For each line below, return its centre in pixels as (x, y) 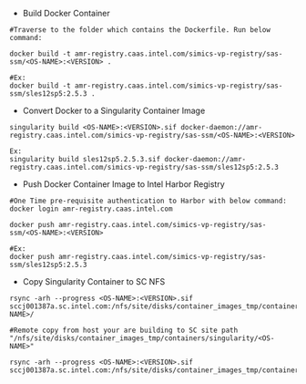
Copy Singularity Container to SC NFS (94, 281)
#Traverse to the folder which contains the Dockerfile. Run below (140, 30)
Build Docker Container (66, 13)
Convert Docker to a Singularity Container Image (114, 110)
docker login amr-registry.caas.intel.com (91, 209)
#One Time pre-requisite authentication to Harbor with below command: (148, 201)
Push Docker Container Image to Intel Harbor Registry (123, 184)
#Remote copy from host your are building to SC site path (124, 330)
